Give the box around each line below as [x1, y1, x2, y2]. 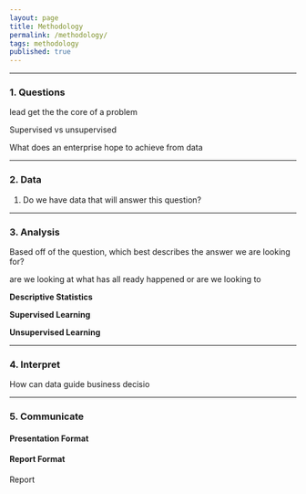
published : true [9, 47, 71, 57]
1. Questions [9, 86, 66, 99]
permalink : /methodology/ [9, 30, 107, 39]
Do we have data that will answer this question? [22, 194, 202, 205]
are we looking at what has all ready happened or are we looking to [9, 274, 261, 285]
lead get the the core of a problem [9, 107, 138, 118]
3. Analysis [9, 226, 61, 238]
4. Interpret [9, 358, 61, 371]
